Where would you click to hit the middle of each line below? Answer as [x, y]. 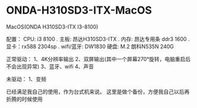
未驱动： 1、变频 [26, 79]
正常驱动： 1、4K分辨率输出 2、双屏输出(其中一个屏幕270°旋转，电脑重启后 [99, 59]
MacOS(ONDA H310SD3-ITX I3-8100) [52, 27]
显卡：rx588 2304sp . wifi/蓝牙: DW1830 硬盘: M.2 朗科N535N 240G [90, 46]
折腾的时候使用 [24, 99]
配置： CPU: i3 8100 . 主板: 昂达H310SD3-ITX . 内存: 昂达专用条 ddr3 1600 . [98, 39]
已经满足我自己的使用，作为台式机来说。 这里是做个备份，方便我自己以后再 [98, 91]
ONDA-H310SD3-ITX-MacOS [79, 10]
